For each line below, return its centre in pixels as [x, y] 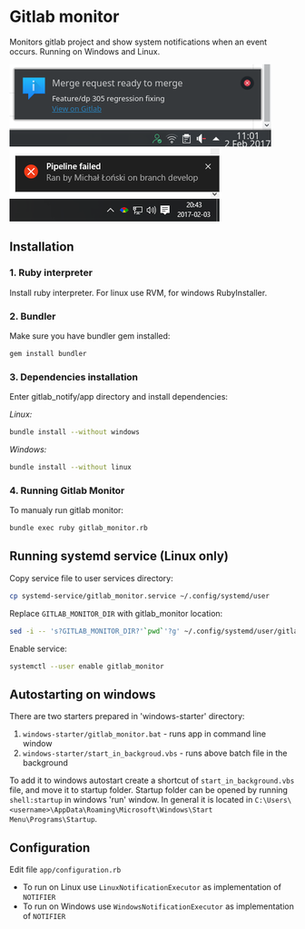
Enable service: [39, 648]
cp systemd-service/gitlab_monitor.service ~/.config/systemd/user [140, 596]
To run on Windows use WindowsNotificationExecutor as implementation [158, 906]
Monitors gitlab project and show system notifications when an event [138, 42]
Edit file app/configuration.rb [65, 870]
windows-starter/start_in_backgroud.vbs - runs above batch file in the [155, 753]
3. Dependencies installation [74, 377]
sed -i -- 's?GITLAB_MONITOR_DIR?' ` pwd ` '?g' [95, 631]
